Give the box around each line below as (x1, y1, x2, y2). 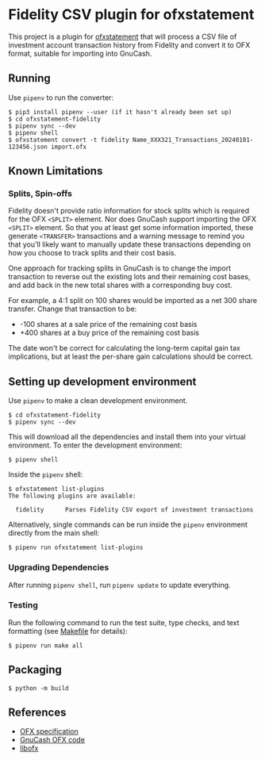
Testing (8, 600, 38, 611)
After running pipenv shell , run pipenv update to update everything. (8, 580, 232, 589)
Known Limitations (8, 164, 103, 178)
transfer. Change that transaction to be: (8, 304, 137, 314)
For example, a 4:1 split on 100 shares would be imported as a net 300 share (8, 296, 258, 305)
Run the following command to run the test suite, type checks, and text (8, 617, 240, 628)
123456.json (8, 143, 48, 151)
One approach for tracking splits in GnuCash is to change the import (8, 263, 232, 273)
